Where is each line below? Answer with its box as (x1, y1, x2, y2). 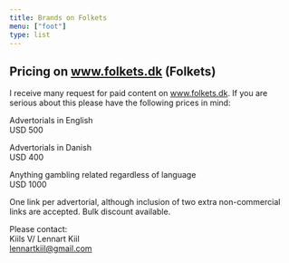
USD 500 (9, 124, 43, 136)
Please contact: (9, 224, 68, 235)
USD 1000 (9, 179, 47, 190)
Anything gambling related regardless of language (9, 170, 197, 180)
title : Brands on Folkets (9, 13, 107, 23)
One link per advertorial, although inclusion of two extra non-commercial (9, 197, 281, 208)
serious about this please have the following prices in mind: (9, 97, 231, 109)
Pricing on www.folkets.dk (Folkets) (9, 63, 217, 79)
